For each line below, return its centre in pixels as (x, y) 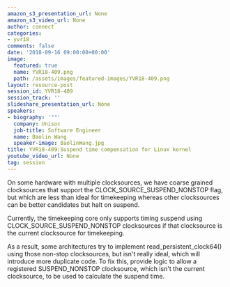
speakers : (22, 111)
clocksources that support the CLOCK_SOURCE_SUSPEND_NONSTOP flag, (115, 189)
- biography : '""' (34, 117)
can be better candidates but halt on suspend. (74, 204)
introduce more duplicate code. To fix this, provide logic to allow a (102, 261)
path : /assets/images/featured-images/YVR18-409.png (92, 78)
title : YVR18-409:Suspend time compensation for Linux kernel (99, 150)
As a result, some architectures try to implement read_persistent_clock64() (115, 246)
